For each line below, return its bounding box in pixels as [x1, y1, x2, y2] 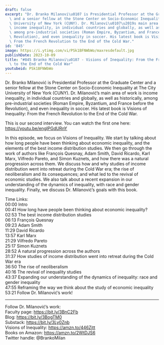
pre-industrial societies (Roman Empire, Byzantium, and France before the [5, 101, 154, 106]
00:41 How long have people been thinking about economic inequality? [5, 207, 148, 213]
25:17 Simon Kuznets [5, 243, 47, 249]
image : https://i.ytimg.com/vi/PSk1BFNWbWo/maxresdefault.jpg [5, 48, 134, 53]
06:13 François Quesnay [5, 217, 54, 223]
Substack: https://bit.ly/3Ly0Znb [5, 320, 70, 325]
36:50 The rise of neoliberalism [5, 264, 68, 269]
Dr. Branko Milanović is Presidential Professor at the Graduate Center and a [5, 80, 156, 86]
